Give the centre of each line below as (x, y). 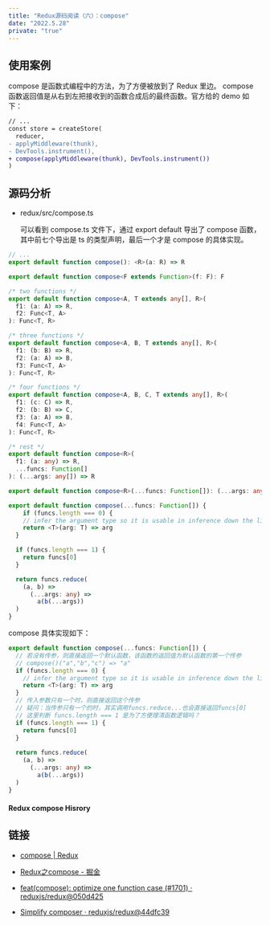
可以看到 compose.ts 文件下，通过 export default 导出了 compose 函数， (140, 230)
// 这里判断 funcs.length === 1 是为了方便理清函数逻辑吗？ (108, 715)
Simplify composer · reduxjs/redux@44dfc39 (95, 911)
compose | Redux (49, 855)
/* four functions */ (45, 387)
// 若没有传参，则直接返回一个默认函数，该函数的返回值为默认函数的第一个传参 (129, 655)
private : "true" (35, 31)
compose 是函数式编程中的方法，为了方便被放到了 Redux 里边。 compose (131, 86)
